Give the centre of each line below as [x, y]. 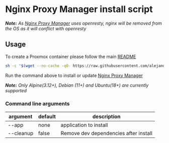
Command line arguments [37, 103]
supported [16, 90]
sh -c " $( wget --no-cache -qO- [38, 66]
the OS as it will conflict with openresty [46, 28]
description [106, 116]
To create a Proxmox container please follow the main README [71, 56]
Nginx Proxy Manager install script [79, 9]
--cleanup [21, 133]
